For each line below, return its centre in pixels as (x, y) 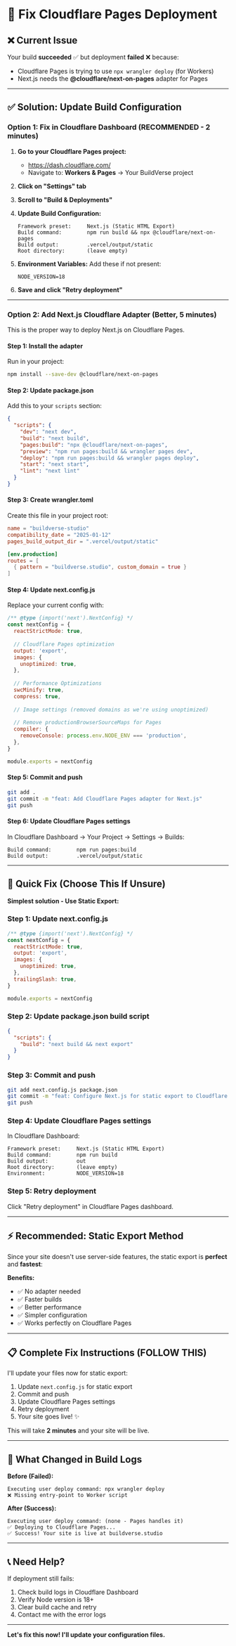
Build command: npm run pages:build (72, 849)
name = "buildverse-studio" (48, 529)
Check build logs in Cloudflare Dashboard (78, 1592)
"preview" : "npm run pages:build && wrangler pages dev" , (106, 451)
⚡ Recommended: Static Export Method (96, 1236)
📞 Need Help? (36, 1561)
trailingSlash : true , (45, 979)
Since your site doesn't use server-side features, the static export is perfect (117, 1256)
